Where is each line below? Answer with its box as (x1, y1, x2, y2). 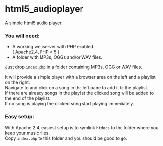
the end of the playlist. (5, 95, 51, 101)
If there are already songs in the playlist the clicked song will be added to (5, 90, 154, 96)
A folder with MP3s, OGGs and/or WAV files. (12, 54, 103, 60)
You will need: (5, 32, 40, 39)
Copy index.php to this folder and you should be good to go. (5, 135, 127, 141)
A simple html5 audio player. (5, 20, 63, 26)
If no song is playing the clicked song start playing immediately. (5, 101, 134, 107)
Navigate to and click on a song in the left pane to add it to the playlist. (5, 85, 149, 91)
